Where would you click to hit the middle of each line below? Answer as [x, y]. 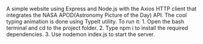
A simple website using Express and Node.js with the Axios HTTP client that [101, 9]
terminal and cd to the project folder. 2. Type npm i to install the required [97, 28]
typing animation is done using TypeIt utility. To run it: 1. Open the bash [95, 21]
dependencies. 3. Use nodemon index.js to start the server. [81, 34]
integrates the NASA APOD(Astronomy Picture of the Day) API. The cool [97, 15]
